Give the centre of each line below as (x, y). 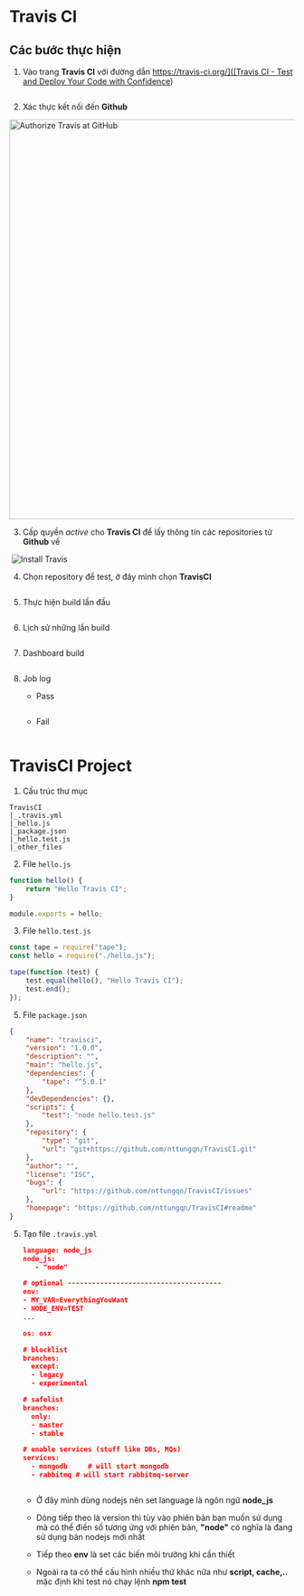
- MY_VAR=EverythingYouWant (75, 1300)
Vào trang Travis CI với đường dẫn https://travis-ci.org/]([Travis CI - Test (157, 71)
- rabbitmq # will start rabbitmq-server (110, 1475)
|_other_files (36, 847)
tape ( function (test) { (54, 973)
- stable (47, 1433)
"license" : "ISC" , (60, 1174)
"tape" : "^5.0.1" (74, 1082)
